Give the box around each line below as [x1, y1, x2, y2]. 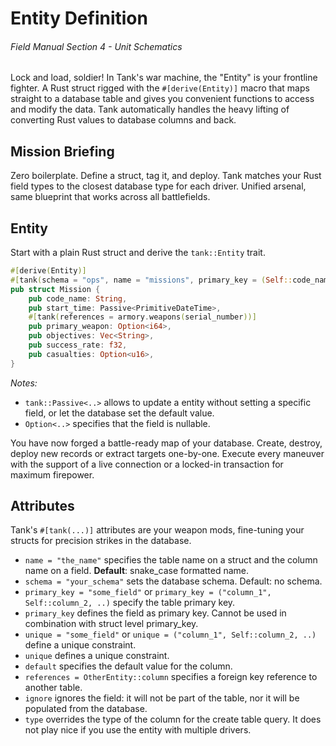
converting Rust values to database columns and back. [10, 114, 237, 126]
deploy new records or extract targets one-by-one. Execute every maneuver [10, 447, 325, 459]
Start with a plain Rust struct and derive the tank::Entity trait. [10, 247, 266, 259]
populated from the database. [24, 703, 148, 715]
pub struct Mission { [10, 284, 101, 294]
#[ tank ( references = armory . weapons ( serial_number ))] [28, 312, 257, 322]
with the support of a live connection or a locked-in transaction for [10, 458, 284, 470]
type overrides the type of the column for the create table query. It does [24, 713, 322, 726]
